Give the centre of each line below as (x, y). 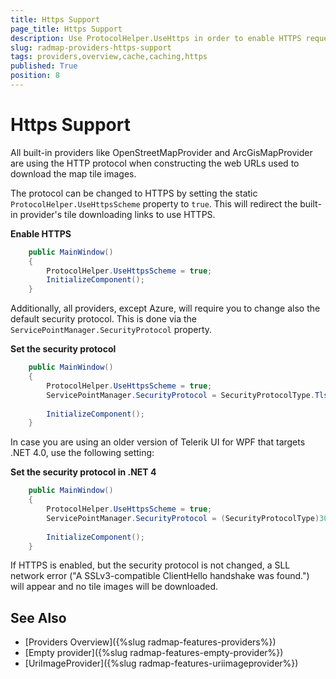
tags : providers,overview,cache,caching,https (109, 57)
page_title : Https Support (66, 29)
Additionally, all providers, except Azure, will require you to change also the (165, 308)
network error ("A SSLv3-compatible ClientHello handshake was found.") (160, 576)
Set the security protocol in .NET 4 (83, 472)
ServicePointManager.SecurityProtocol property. (111, 330)
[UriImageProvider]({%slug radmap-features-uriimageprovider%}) (161, 663)
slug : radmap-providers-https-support (91, 47)
